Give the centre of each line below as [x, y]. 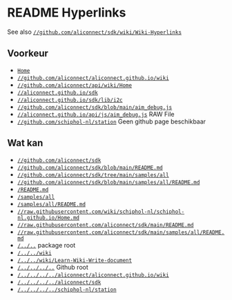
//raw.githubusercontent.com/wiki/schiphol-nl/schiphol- [101, 212]
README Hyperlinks [67, 13]
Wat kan [25, 143]
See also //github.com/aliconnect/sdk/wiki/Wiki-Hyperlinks [94, 32]
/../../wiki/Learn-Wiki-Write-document [75, 260]
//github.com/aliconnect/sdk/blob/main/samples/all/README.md [108, 182]
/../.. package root [46, 245]
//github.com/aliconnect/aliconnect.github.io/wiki [93, 78]
